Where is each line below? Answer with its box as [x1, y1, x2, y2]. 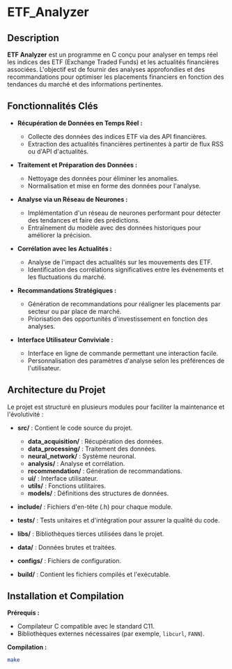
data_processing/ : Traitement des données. [27, 444, 157, 453]
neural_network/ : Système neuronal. [27, 451, 137, 460]
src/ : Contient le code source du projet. [17, 423, 133, 432]
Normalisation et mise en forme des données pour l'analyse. [27, 181, 201, 190]
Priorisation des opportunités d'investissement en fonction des [27, 315, 208, 323]
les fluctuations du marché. [27, 273, 107, 281]
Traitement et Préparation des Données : [17, 160, 138, 169]
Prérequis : [7, 608, 40, 617]
